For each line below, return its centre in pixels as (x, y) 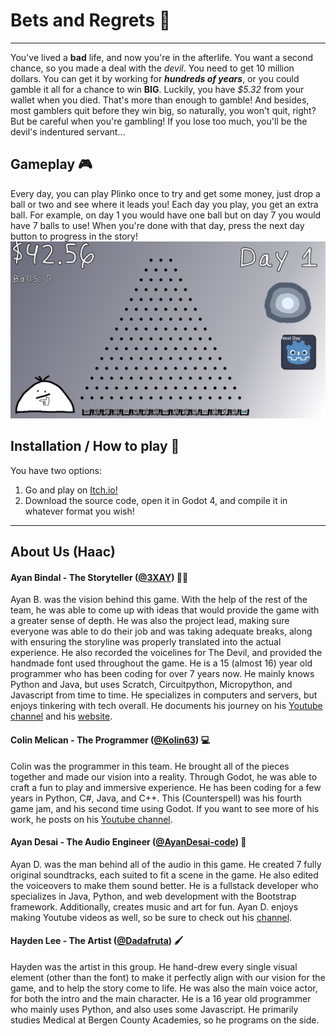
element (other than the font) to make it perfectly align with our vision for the (168, 978)
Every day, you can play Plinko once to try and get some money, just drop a (165, 193)
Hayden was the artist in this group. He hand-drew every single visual (154, 967)
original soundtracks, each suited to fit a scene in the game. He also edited (164, 875)
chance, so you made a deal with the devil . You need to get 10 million (152, 68)
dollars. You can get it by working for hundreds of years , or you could (155, 78)
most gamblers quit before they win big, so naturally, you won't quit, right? (163, 110)
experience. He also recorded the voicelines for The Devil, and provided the (166, 653)
